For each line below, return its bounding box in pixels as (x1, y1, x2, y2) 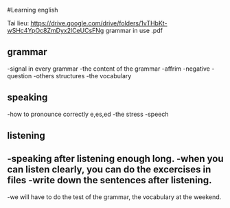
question (7, 71, 32, 80)
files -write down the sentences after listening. (7, 174, 212, 186)
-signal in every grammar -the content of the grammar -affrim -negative (7, 65, 211, 73)
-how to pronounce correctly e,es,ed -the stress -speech (7, 110, 170, 118)
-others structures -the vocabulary (33, 71, 132, 80)
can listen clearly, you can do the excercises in (7, 164, 211, 176)
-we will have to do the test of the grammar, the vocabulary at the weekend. (7, 192, 222, 201)
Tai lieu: (7, 19, 30, 27)
